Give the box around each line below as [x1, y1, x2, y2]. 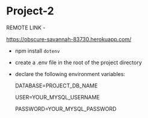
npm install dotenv [14, 47, 60, 55]
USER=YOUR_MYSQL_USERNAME [14, 93, 100, 101]
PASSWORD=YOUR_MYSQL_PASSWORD [14, 105, 117, 112]
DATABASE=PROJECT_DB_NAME [14, 82, 98, 89]
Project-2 [6, 4, 54, 18]
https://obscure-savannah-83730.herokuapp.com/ [6, 35, 132, 43]
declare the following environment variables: [14, 70, 125, 77]
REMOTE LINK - [6, 24, 46, 31]
